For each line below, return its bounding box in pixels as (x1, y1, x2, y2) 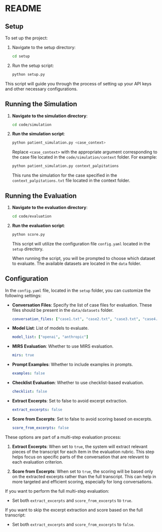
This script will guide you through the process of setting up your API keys (5, 81, 152, 86)
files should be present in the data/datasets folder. (12, 307, 114, 313)
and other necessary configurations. (5, 86, 78, 92)
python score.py (12, 232, 45, 237)
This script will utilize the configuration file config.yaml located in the (12, 241, 150, 246)
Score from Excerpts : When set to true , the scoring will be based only (12, 468, 153, 474)
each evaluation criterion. (12, 459, 63, 465)
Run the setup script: (12, 63, 54, 68)
